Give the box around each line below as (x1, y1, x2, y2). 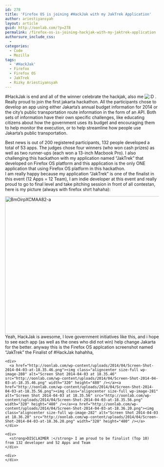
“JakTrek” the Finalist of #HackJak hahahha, (5, 349, 94, 355)
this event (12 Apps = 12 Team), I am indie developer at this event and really (5, 176, 157, 182)
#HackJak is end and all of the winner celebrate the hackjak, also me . (5, 94, 157, 99)
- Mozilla (9, 52, 29, 58)
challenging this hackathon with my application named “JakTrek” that (5, 155, 144, 161)
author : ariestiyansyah (5, 16, 54, 21)
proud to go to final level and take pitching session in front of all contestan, (5, 181, 156, 187)
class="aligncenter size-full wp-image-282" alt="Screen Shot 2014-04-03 (5, 410, 159, 415)
